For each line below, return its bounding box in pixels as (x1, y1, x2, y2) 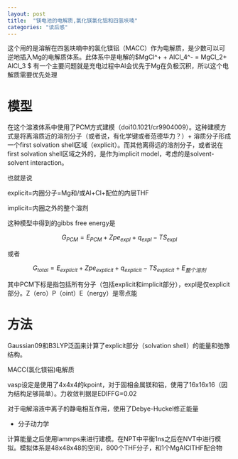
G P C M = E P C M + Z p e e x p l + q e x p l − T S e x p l (61, 233, 178, 244)
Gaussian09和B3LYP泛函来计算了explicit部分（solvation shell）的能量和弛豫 (7, 341, 230, 350)
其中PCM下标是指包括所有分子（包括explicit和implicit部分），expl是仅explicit (7, 280, 230, 288)
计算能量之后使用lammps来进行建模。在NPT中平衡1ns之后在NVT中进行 (7, 434, 215, 443)
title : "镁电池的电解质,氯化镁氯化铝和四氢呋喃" (7, 17, 138, 24)
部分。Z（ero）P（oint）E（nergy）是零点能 (7, 288, 138, 297)
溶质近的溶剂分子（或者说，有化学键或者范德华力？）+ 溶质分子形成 (31, 132, 232, 141)
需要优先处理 (19, 70, 58, 79)
